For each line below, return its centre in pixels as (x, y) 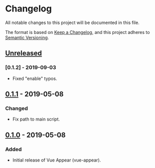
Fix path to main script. (36, 119)
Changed (17, 108)
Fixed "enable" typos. (35, 78)
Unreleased (24, 53)
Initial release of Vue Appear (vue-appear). (56, 160)
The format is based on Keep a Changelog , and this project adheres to (77, 32)
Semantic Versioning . (27, 37)
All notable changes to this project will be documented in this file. (72, 22)
